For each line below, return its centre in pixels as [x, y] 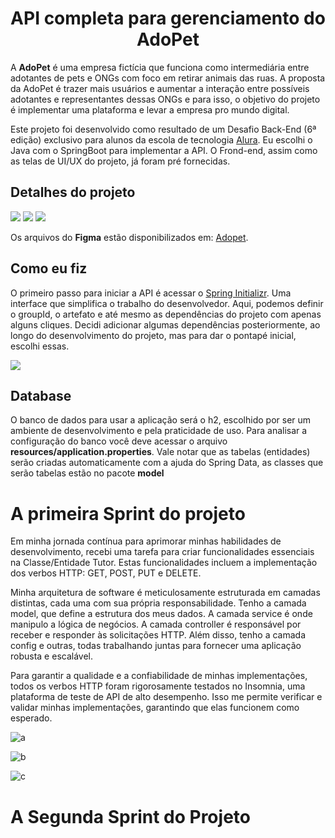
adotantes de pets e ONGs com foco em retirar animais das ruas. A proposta [168, 78]
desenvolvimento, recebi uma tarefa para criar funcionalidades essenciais [162, 552]
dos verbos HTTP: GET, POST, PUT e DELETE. [106, 573]
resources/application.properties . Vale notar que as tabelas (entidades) [160, 452]
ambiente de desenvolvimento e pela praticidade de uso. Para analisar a [159, 431]
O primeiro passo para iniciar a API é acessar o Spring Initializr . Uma [151, 293]
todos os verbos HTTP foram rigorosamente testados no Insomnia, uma [158, 686]
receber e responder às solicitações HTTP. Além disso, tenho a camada [158, 635]
